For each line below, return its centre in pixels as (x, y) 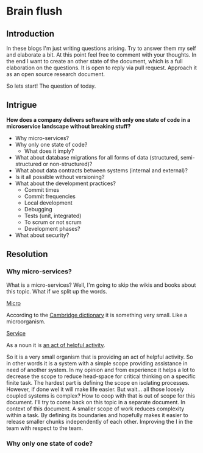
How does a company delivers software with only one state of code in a (98, 119)
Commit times (42, 189)
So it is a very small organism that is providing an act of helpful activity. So (100, 357)
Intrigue (22, 105)
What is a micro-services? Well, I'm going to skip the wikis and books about (101, 285)
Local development (48, 203)
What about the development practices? (66, 183)
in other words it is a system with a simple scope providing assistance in (97, 363)
